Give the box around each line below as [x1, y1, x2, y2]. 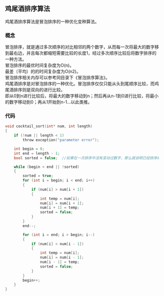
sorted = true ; [22, 173, 54, 179]
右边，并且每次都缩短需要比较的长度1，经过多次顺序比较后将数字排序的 [13, 50, 157, 56]
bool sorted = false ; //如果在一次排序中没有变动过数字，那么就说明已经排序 [14, 156, 157, 160]
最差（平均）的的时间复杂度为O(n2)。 [5, 68, 81, 74]
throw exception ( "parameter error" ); [22, 137, 99, 143]
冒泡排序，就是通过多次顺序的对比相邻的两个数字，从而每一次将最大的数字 [5, 44, 155, 50]
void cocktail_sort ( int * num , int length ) [5, 124, 93, 129]
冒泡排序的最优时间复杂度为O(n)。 [5, 63, 74, 68]
